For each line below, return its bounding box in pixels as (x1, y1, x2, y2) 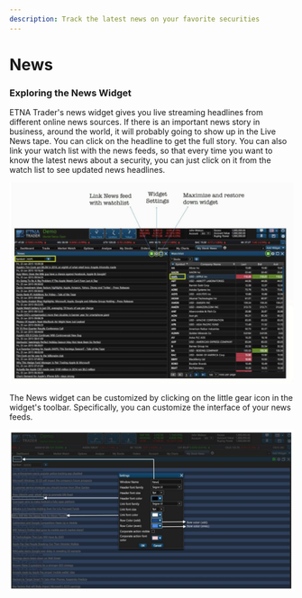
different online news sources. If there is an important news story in (9, 117, 261, 128)
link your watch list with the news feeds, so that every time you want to (9, 145, 273, 157)
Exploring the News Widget (9, 86, 133, 99)
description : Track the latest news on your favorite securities (9, 14, 260, 23)
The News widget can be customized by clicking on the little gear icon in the (9, 392, 293, 403)
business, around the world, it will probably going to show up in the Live (9, 126, 277, 137)
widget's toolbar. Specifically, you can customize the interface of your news (9, 402, 291, 412)
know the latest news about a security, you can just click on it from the (9, 155, 272, 166)
